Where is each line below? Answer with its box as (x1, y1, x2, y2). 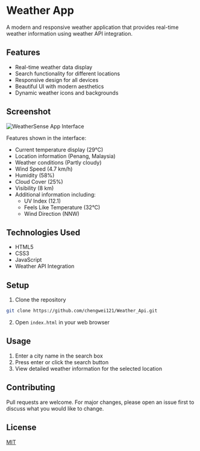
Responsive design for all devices (14, 76, 99, 83)
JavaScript (14, 256, 42, 263)
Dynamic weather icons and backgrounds (14, 89, 119, 96)
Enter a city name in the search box (14, 352, 104, 359)
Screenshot (6, 107, 51, 117)
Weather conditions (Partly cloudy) (14, 159, 102, 166)
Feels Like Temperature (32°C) (23, 203, 101, 211)
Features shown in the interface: (6, 134, 87, 142)
